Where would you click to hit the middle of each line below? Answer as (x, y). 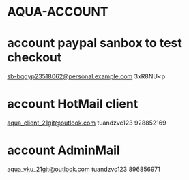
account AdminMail (64, 150)
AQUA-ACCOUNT (58, 12)
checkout (34, 58)
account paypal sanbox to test (94, 43)
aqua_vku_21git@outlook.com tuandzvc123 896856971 (84, 169)
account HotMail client (73, 104)
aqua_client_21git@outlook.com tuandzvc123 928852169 (87, 123)
